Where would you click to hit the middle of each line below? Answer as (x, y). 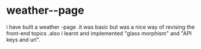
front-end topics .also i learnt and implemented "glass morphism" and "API (99, 33)
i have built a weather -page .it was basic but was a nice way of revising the (101, 27)
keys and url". (23, 39)
